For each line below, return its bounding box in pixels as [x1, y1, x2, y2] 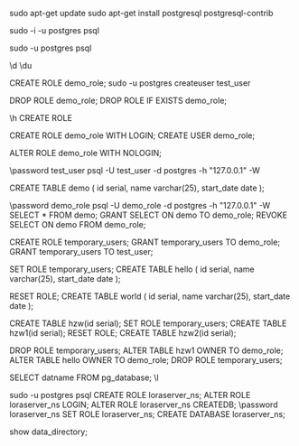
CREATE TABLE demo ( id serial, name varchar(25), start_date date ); [9, 182, 265, 193]
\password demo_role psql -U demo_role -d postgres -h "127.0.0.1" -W [9, 200, 271, 210]
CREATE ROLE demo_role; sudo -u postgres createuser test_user [9, 78, 251, 88]
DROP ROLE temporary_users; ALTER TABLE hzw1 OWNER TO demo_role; [9, 345, 284, 356]
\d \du [9, 60, 33, 70]
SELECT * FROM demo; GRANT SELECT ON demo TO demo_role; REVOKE [9, 209, 287, 220]
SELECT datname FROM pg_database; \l [9, 372, 160, 383]
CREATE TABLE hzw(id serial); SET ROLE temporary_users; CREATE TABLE [9, 318, 287, 329]
